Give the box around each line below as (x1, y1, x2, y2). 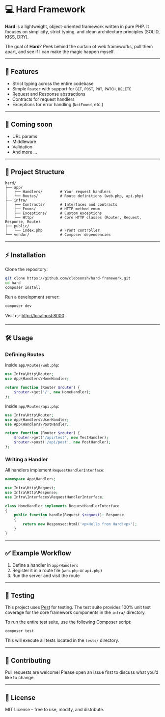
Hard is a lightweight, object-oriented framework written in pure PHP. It (5, 23, 149, 29)
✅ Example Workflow (5, 549, 71, 557)
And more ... (12, 149, 38, 155)
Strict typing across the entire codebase (12, 81, 94, 86)
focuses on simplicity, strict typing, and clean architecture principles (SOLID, (5, 28, 160, 34)
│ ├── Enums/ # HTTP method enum (5, 207, 100, 212)
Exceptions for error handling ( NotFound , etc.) (12, 101, 104, 107)
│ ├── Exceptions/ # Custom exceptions (5, 211, 102, 216)
